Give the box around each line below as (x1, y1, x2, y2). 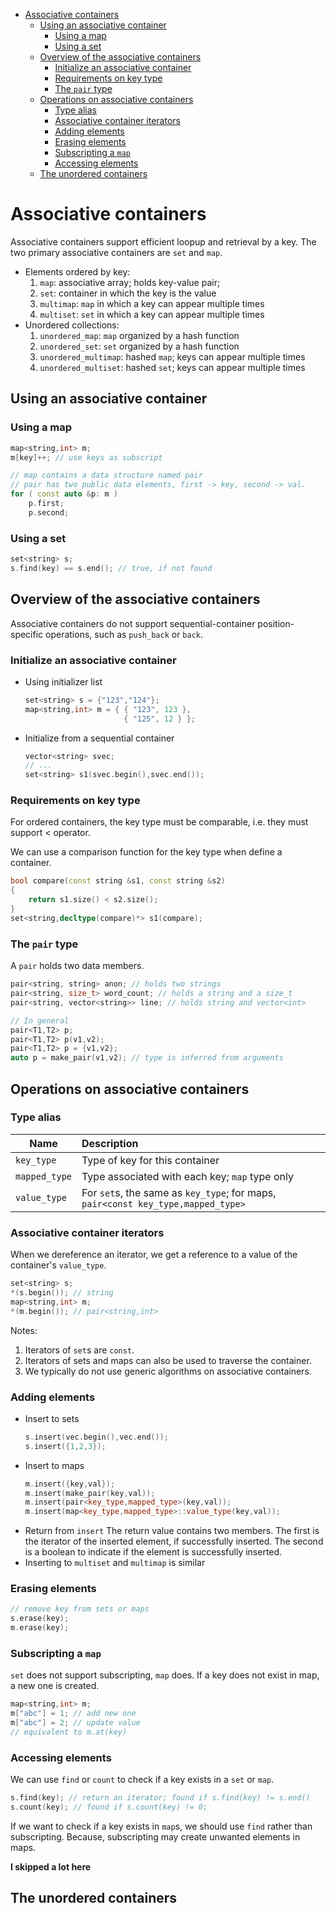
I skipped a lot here (10, 1860, 92, 1873)
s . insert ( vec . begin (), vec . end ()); (24, 1432, 169, 1442)
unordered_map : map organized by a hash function (39, 329, 240, 341)
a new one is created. (10, 1680, 100, 1692)
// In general (10, 1015, 70, 1026)
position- (257, 617, 295, 629)
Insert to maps (24, 1459, 85, 1471)
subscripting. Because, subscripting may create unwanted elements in (10, 1830, 301, 1843)
